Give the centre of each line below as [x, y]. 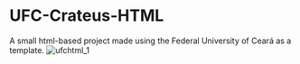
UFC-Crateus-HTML [87, 16]
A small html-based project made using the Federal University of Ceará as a [150, 41]
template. [27, 50]
